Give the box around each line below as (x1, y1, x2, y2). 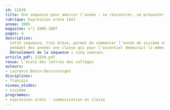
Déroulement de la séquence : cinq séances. (10, 50, 105, 55)
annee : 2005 (5, 21, 30, 27)
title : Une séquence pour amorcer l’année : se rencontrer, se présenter (5, 12, 164, 17)
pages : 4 (5, 31, 24, 36)
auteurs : (5, 64, 24, 69)
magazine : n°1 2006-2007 (5, 26, 58, 31)
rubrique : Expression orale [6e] (5, 17, 76, 22)
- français (5, 78, 28, 83)
